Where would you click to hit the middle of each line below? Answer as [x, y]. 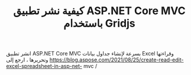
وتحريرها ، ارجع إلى [27, 60]
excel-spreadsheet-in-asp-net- [44, 66]
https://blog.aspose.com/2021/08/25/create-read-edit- [116, 60]
